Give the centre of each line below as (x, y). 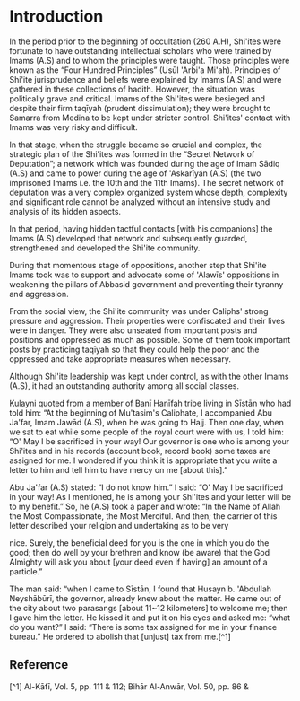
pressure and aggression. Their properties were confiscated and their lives (147, 320)
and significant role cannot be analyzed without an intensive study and (140, 202)
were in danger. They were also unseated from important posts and (133, 330)
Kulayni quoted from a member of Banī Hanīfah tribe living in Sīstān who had (150, 403)
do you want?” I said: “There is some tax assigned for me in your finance (143, 627)
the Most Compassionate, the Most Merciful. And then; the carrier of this (143, 516)
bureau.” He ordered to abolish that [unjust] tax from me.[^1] (120, 636)
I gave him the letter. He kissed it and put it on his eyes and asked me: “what (150, 618)
